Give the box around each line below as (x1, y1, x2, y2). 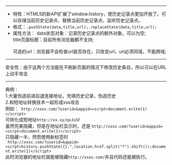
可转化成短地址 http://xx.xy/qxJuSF (5, 117, 81, 122)
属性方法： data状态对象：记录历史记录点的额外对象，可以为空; (12, 30, 146, 36)
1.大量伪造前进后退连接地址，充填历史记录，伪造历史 (5, 93, 116, 99)
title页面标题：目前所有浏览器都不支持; (12, 36, 94, 43)
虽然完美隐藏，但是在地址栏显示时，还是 (5, 123, 91, 129)
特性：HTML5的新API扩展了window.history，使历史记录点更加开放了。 (12, 11, 162, 17)
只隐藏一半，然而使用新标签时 (5, 134, 68, 140)
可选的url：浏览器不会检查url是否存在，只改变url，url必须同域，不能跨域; (12, 48, 166, 54)
